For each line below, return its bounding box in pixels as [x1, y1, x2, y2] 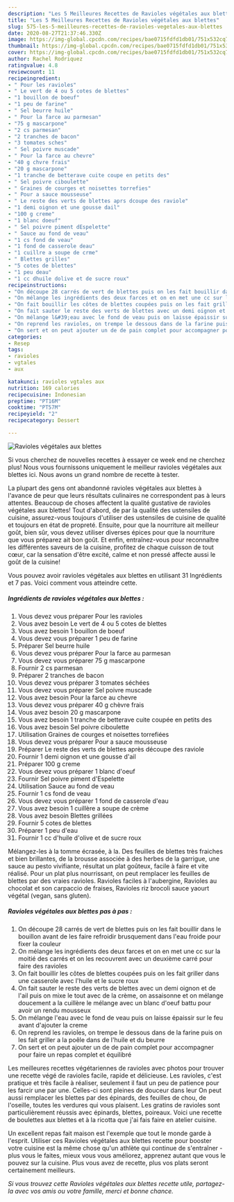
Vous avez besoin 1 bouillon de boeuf [17, 626, 125, 635]
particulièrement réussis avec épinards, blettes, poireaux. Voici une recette [8, 1108, 222, 1116]
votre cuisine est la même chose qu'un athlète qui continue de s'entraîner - [8, 1144, 223, 1152]
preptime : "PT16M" [8, 398, 61, 405]
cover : [8, 49, 27, 56]
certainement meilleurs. [8, 1166, 76, 1174]
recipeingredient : [8, 74, 61, 82]
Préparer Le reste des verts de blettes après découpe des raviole [17, 745, 204, 753]
